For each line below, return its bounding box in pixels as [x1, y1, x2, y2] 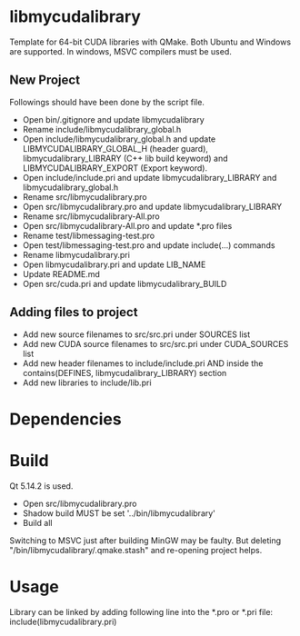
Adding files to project [9, 304, 138, 320]
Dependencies [9, 409, 122, 429]
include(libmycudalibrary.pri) [9, 616, 117, 627]
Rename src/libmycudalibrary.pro [22, 191, 147, 202]
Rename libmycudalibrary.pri [22, 249, 130, 260]
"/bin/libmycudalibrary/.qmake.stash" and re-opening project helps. [9, 544, 263, 555]
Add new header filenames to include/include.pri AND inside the [22, 357, 264, 369]
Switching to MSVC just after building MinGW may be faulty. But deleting [9, 534, 282, 546]
